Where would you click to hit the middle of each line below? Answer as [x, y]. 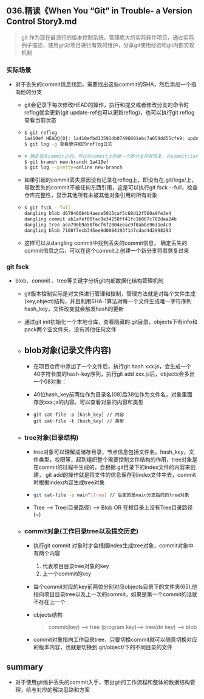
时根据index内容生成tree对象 [69, 482]
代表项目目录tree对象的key [76, 566]
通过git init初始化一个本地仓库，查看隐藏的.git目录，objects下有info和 [111, 322]
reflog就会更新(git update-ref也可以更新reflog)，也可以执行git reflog [109, 113]
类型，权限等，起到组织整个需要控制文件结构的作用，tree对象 [115, 460]
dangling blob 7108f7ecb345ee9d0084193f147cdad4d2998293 [98, 230]
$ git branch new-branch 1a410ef [66, 162]
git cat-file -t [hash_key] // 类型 [79, 421]
